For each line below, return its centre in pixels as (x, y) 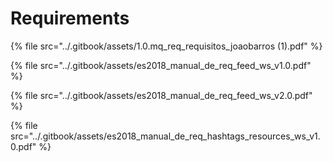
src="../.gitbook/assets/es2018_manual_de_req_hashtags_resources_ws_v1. (165, 136)
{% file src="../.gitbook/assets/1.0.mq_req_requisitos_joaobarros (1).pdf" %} (166, 46)
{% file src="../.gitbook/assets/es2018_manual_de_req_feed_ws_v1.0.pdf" (161, 65)
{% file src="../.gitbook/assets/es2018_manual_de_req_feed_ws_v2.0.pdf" (161, 95)
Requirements (70, 18)
